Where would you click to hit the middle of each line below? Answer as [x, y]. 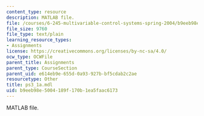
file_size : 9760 [27, 29]
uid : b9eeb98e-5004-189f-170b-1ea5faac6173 [62, 91]
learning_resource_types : [39, 40]
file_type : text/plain [35, 34]
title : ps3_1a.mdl [29, 85]
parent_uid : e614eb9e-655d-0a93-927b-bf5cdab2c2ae [72, 74]
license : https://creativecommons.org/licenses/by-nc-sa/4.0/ [87, 51]
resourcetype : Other [32, 79]
